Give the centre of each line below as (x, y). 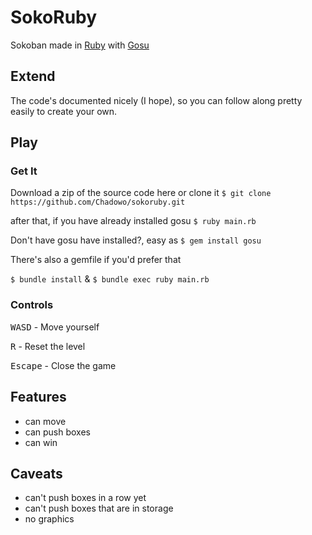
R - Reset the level (48, 346)
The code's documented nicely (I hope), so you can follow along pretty (156, 100)
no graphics (49, 519)
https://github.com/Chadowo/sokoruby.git (98, 202)
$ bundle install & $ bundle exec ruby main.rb (110, 279)
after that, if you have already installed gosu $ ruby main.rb (133, 221)
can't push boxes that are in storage (99, 508)
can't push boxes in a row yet (85, 498)
